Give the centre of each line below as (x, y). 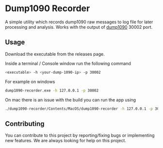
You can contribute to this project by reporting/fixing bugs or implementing (80, 135)
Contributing (25, 123)
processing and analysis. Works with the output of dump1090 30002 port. (79, 27)
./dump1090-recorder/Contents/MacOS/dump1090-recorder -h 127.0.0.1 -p (79, 109)
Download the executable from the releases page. (55, 54)
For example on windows (30, 82)
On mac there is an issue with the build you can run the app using (71, 99)
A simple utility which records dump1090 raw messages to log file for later (79, 22)
